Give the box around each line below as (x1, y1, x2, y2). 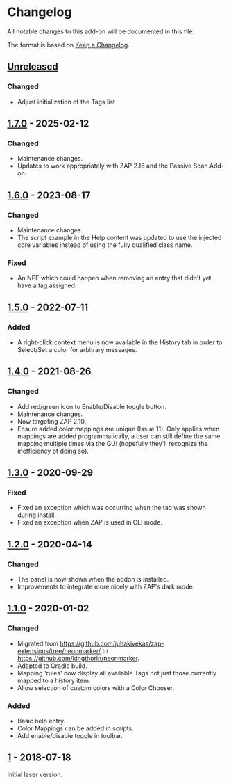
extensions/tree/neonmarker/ (17, 646, 101, 655)
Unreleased (7, 61, 59, 73)
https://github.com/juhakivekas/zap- (60, 639, 164, 648)
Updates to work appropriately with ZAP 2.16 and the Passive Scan (17, 161, 208, 170)
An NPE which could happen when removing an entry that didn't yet (17, 274, 212, 282)
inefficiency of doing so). (17, 447, 89, 455)
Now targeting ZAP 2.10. (17, 417, 87, 425)
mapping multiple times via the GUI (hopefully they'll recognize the (17, 439, 208, 447)
